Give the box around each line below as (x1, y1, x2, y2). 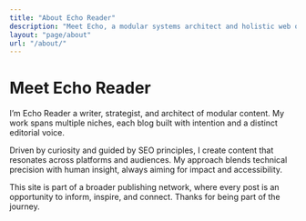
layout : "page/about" (9, 30, 92, 39)
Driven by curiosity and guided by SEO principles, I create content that (9, 145, 274, 156)
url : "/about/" (9, 38, 67, 48)
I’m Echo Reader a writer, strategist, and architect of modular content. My (9, 108, 285, 119)
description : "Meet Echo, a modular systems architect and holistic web (9, 22, 291, 31)
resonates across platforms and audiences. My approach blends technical (9, 155, 288, 166)
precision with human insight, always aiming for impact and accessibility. (9, 165, 283, 176)
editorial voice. (9, 127, 66, 138)
